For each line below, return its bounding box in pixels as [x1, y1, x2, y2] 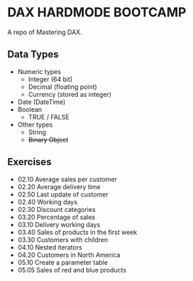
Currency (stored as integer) [28, 90, 112, 98]
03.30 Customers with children [17, 235, 109, 244]
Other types [17, 120, 53, 129]
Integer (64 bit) [28, 75, 73, 83]
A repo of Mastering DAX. [7, 28, 83, 36]
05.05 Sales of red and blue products [17, 265, 126, 274]
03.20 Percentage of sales [17, 213, 96, 221]
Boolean [17, 105, 43, 114]
